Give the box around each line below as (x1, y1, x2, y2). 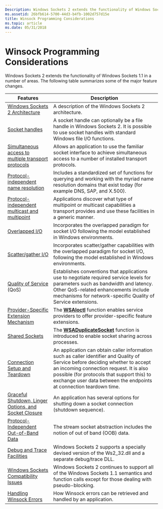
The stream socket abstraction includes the (53, 424, 152, 431)
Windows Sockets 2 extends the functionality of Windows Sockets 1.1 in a (5, 73, 152, 78)
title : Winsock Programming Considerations (5, 16, 95, 21)
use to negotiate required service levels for (53, 274, 151, 281)
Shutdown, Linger (7, 397, 48, 404)
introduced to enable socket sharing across (53, 333, 152, 339)
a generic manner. (53, 214, 95, 221)
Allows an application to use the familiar (53, 143, 144, 150)
